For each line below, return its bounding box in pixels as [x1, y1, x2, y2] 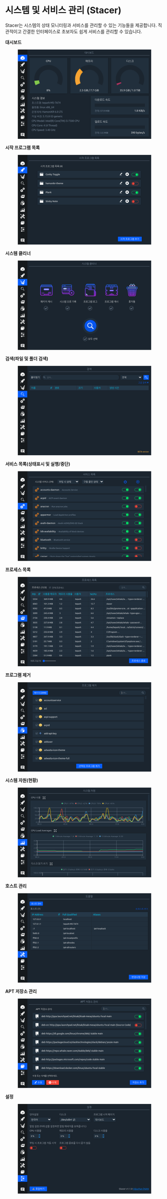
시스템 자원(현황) [5, 777, 39, 783]
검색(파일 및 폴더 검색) [5, 355, 49, 361]
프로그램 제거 [5, 672, 31, 678]
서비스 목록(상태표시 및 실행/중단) [5, 461, 70, 467]
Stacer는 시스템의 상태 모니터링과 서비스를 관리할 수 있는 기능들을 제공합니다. [5, 22, 157, 28]
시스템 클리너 [5, 250, 31, 256]
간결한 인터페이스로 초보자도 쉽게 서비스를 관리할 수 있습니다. [22, 28, 142, 34]
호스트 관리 [5, 883, 27, 889]
